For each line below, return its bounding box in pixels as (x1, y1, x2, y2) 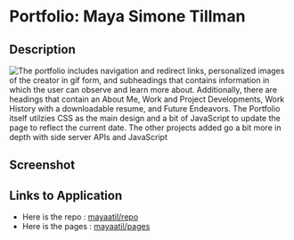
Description (9, 42, 76, 57)
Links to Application (9, 187, 123, 203)
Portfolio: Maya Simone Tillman (9, 6, 246, 27)
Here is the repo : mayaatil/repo (21, 211, 139, 222)
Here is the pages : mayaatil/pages (21, 221, 151, 232)
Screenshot (9, 158, 76, 173)
